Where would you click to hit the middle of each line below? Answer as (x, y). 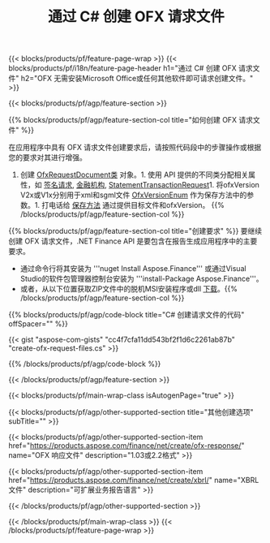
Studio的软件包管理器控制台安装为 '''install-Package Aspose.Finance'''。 (141, 279)
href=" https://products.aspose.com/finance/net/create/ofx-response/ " (126, 446)
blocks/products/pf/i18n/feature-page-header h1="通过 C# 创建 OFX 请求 (131, 68)
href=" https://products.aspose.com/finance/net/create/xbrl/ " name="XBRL (134, 481)
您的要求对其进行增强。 (47, 157)
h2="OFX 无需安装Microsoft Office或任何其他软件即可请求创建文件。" (137, 79)
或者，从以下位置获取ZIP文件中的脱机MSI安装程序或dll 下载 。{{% (129, 289)
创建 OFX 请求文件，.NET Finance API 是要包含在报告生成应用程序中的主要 (133, 241)
